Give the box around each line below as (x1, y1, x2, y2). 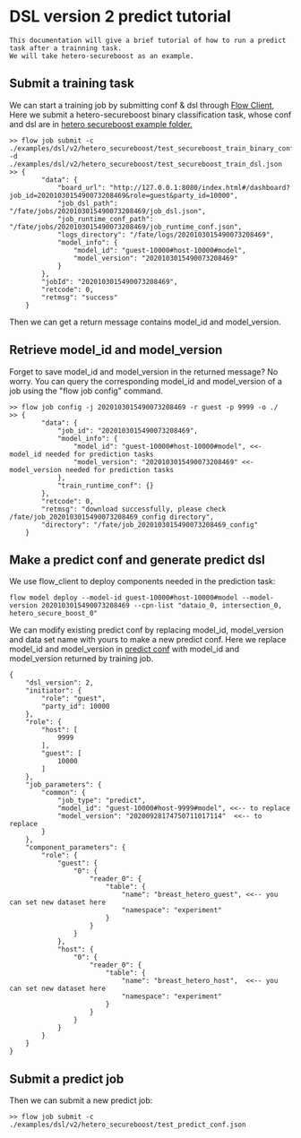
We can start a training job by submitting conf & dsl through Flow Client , (9, 99, 275, 110)
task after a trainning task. (9, 43, 123, 53)
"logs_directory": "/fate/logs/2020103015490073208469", (56, 230, 275, 239)
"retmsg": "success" (41, 293, 118, 302)
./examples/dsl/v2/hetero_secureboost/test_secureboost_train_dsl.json (9, 159, 282, 168)
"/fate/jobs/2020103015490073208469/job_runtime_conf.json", (9, 222, 243, 231)
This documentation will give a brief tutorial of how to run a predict (9, 36, 287, 45)
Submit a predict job (9, 1071, 125, 1086)
